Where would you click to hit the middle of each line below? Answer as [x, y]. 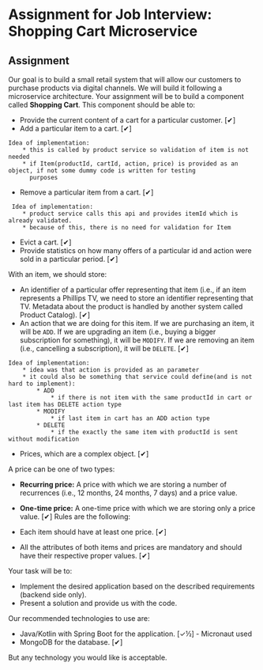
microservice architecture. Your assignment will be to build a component [126, 96]
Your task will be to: [40, 571]
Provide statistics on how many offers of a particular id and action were [135, 250]
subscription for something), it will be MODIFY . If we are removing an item [137, 340]
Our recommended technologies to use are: [79, 618]
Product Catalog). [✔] [55, 315]
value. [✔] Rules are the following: [75, 517]
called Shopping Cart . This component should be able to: [102, 105]
